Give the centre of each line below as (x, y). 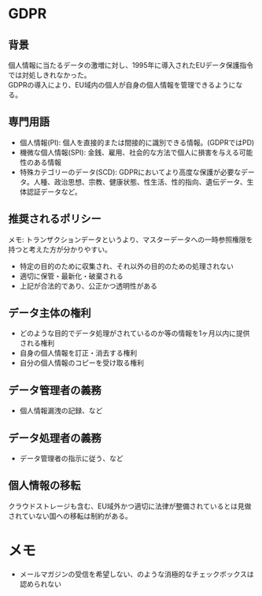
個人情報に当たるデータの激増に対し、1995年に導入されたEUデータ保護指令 (131, 65)
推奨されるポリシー (55, 219)
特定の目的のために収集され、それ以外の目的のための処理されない (126, 266)
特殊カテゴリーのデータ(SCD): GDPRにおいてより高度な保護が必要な (130, 172)
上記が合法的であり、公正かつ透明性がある (89, 285)
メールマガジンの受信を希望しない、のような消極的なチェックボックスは (137, 574)
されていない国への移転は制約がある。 (70, 516)
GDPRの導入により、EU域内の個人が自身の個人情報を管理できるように (122, 85)
